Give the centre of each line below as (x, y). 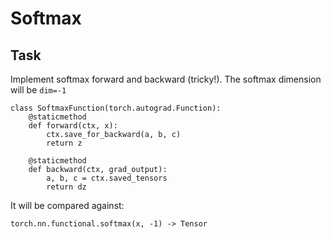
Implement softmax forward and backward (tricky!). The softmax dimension (166, 79)
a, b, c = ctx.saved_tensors (107, 178)
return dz (66, 187)
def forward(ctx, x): (73, 126)
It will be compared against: (67, 205)
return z (64, 143)
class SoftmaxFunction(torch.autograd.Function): (116, 108)
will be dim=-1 (38, 90)
